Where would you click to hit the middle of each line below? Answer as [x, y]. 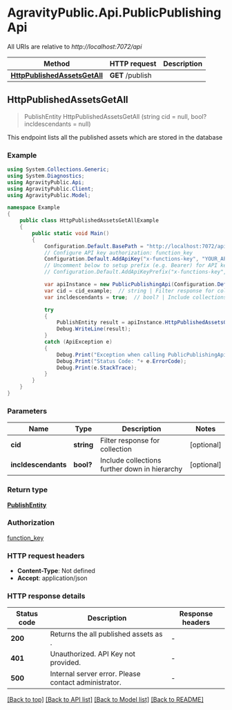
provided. [66, 663]
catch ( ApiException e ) [78, 342]
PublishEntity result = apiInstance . [111, 323]
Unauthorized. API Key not [93, 654]
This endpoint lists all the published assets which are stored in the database [115, 137]
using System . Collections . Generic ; [58, 170]
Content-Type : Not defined [56, 571]
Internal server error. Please [95, 674]
